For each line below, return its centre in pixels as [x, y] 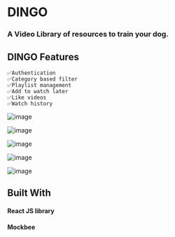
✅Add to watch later [38, 91]
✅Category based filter [43, 79]
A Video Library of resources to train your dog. [88, 34]
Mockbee [21, 227]
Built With [29, 193]
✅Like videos [27, 97]
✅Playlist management [40, 85]
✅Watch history [30, 103]
